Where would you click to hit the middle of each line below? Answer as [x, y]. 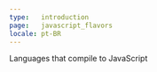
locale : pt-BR [35, 33]
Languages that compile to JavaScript [78, 59]
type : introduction [49, 17]
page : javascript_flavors [61, 25]
